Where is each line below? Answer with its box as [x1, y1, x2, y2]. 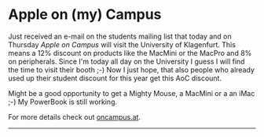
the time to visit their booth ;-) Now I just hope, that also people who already [8, 65, 255, 74]
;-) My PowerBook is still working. [8, 97, 118, 106]
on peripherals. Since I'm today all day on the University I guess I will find [8, 57, 245, 66]
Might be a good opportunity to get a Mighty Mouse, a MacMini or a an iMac [8, 88, 255, 98]
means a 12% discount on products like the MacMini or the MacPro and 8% [8, 48, 252, 57]
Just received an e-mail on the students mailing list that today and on [8, 31, 232, 41]
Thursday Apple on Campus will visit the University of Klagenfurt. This [8, 39, 236, 49]
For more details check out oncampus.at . [8, 112, 141, 121]
